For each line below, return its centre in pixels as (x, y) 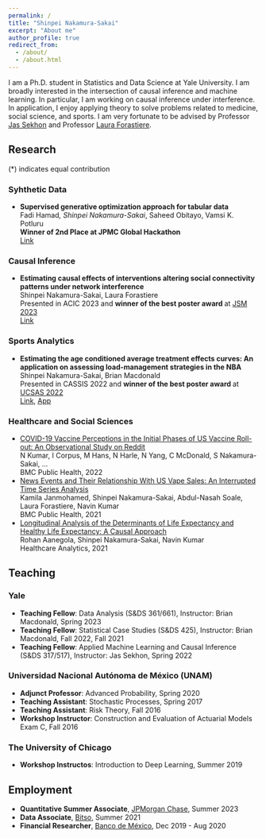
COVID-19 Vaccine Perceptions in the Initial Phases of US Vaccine (127, 438)
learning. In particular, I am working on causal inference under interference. (132, 99)
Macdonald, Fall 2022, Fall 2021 (72, 638)
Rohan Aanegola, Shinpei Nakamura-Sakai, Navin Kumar (112, 539)
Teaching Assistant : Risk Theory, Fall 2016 (90, 710)
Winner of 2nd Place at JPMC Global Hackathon (100, 232)
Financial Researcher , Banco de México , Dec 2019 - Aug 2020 (123, 825)
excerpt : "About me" (42, 30)
